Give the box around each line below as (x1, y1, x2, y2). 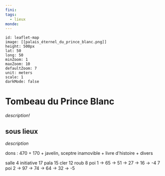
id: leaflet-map (5, 35, 39, 40)
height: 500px (5, 44, 35, 49)
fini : (5, 7, 17, 13)
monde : (5, 21, 19, 27)
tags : (5, 12, 17, 17)
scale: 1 (5, 75, 24, 80)
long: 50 (5, 53, 24, 58)
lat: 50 (5, 48, 22, 53)
